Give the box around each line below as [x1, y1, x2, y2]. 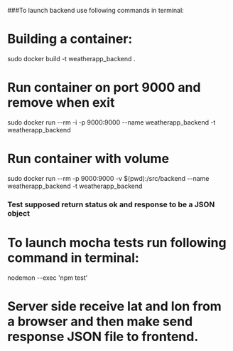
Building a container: [7, 31, 133, 47]
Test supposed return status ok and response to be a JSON [7, 199, 215, 209]
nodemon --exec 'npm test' [7, 273, 88, 282]
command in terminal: [7, 249, 140, 266]
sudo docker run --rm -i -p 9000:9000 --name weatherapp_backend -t [7, 117, 216, 127]
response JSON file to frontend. [7, 328, 199, 345]
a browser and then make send [7, 313, 193, 330]
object [7, 208, 31, 218]
